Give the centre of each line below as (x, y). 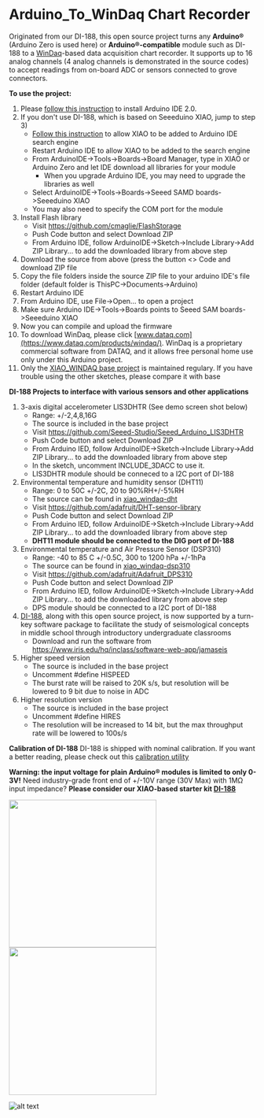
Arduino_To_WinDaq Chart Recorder (130, 15)
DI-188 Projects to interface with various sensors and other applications (129, 391)
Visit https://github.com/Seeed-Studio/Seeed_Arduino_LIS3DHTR (138, 431)
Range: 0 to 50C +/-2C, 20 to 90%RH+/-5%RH (108, 491)
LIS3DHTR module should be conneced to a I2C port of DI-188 (133, 473)
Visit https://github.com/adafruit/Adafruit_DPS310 (112, 574)
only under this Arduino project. (71, 359)
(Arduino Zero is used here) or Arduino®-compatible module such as (121, 44)
